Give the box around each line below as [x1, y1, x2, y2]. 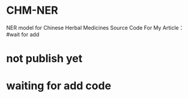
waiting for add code [6, 79, 112, 93]
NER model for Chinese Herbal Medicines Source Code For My [6, 24, 162, 31]
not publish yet [6, 52, 83, 66]
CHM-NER [6, 4, 58, 17]
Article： [162, 24, 184, 31]
